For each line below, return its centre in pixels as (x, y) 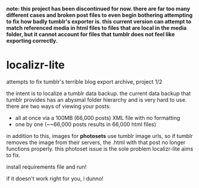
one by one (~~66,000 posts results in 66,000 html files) (86, 124)
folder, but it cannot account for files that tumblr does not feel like (91, 34)
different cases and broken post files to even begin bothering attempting (99, 15)
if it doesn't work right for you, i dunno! (55, 178)
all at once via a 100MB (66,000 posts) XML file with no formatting (97, 117)
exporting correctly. (32, 41)
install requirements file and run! (46, 167)
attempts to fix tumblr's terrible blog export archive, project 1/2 (84, 81)
